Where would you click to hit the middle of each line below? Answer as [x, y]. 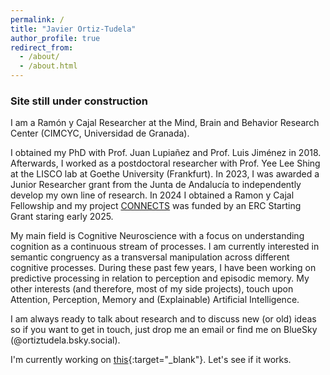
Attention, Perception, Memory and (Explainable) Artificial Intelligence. [155, 300]
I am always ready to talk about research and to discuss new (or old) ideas [163, 319]
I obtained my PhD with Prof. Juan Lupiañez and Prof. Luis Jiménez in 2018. [166, 153]
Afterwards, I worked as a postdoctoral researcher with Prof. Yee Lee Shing [165, 163]
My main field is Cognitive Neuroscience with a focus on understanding [157, 236]
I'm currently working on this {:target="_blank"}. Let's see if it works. [151, 360]
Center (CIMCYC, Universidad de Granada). [100, 133]
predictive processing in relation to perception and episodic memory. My [160, 278]
